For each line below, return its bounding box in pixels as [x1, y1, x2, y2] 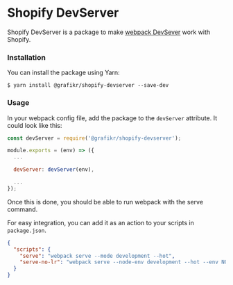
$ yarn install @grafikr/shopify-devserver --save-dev [7, 82, 169, 89]
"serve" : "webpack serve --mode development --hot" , [19, 252, 175, 259]
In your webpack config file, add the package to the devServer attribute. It [7, 113, 218, 122]
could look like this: [7, 121, 62, 129]
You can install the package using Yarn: [7, 68, 120, 77]
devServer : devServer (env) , [13, 166, 95, 173]
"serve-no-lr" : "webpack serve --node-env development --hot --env [19, 259, 218, 266]
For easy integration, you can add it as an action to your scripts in [7, 218, 194, 227]
